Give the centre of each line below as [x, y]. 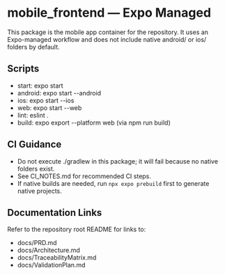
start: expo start [40, 86]
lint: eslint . [33, 115]
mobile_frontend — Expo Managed [109, 13]
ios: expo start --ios [46, 100]
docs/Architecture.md [48, 250]
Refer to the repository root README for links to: [77, 229]
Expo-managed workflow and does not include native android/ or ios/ [107, 39]
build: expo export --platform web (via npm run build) [94, 123]
